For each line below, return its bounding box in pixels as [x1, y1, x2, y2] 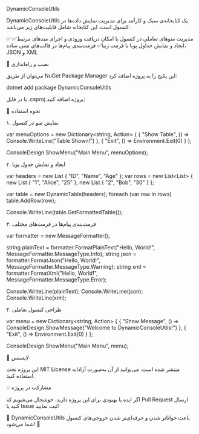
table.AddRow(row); [6, 197, 56, 204]
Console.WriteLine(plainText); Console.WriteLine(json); [6, 288, 143, 295]
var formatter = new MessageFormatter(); [6, 232, 110, 239]
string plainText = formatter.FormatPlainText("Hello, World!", [6, 244, 155, 251]
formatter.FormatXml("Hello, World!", [6, 269, 98, 277]
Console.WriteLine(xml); [6, 294, 67, 301]
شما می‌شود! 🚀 [6, 421, 41, 427]
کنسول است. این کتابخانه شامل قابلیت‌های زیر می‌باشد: [6, 24, 130, 30]
